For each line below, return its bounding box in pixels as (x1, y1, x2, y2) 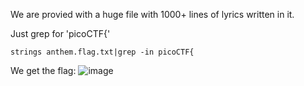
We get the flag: (10, 65, 77, 76)
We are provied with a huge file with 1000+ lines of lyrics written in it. (10, 9, 295, 20)
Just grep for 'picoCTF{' (10, 28, 111, 39)
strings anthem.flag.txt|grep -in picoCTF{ (10, 47, 195, 57)
